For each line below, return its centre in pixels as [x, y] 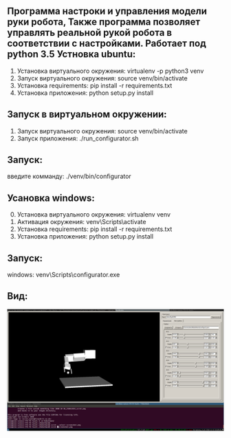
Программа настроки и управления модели [107, 11]
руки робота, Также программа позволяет [104, 22]
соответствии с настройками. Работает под [107, 44]
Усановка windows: [51, 198]
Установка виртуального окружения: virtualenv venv [93, 215]
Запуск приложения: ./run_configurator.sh [78, 138]
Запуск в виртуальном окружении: [87, 114]
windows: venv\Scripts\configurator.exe [64, 275]
